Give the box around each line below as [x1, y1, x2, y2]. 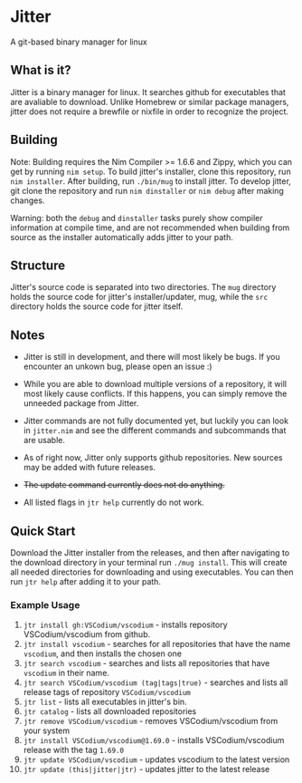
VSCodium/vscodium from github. [23, 629, 151, 640]
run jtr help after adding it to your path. [10, 576, 162, 586]
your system [23, 725, 71, 736]
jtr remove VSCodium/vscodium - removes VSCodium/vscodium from [23, 716, 278, 727]
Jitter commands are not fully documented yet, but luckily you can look [23, 415, 288, 427]
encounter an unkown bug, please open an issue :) [23, 361, 212, 372]
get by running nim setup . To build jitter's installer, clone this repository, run [10, 166, 292, 177]
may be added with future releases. [23, 462, 156, 473]
